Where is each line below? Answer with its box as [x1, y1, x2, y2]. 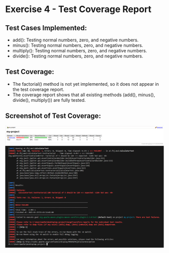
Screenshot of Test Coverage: [5, 112, 102, 120]
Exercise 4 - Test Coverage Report [5, 4, 152, 15]
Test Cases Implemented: [5, 24, 87, 32]
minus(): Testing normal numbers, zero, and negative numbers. [12, 42, 143, 48]
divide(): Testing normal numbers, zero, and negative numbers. [12, 53, 143, 59]
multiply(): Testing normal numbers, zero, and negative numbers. [12, 48, 147, 53]
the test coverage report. [12, 86, 64, 92]
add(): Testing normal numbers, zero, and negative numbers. [12, 37, 139, 43]
